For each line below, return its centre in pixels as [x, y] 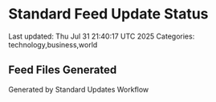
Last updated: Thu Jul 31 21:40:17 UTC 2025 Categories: [102, 36]
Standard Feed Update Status [108, 14]
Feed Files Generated [63, 70]
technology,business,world [53, 44]
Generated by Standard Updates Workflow [79, 89]
